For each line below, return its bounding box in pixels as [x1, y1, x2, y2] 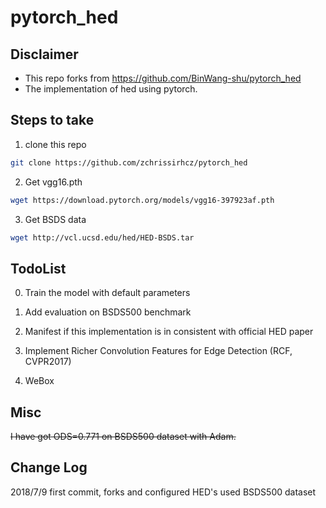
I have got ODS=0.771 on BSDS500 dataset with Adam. [10, 431, 237, 443]
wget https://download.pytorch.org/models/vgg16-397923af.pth [10, 195, 275, 205]
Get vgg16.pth [24, 176, 83, 188]
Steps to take [10, 112, 95, 129]
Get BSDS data [24, 213, 87, 225]
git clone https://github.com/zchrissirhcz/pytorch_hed [10, 157, 248, 168]
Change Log [10, 459, 88, 476]
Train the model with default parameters [24, 287, 191, 299]
